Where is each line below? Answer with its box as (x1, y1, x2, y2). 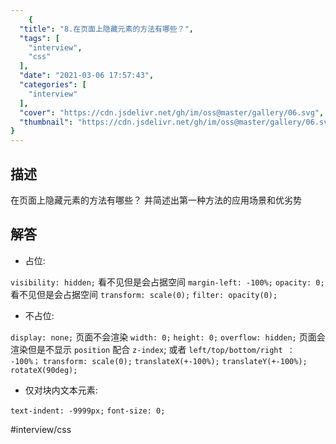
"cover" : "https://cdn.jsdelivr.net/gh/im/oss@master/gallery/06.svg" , (19, 107, 325, 118)
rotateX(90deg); (10, 365, 78, 375)
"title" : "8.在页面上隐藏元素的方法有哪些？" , (19, 24, 194, 34)
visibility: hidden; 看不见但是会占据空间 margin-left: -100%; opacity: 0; (10, 276, 325, 288)
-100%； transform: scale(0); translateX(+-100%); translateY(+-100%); (10, 356, 308, 366)
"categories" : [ (19, 80, 87, 90)
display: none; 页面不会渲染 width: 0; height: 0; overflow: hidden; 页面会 (10, 331, 326, 343)
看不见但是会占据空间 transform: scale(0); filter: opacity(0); (10, 288, 278, 300)
